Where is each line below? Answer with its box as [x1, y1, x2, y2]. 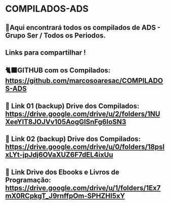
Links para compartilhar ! [5, 48, 86, 57]
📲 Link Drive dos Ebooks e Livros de [5, 168, 120, 176]
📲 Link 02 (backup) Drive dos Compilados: [5, 135, 141, 143]
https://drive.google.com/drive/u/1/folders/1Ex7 [5, 183, 161, 192]
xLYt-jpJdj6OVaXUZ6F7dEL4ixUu [5, 150, 113, 159]
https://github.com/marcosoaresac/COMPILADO [5, 76, 163, 85]
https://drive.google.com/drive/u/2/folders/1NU [5, 109, 160, 118]
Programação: [5, 176, 52, 184]
